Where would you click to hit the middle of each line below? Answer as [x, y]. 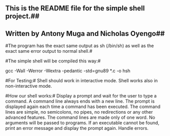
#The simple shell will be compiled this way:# [53, 61]
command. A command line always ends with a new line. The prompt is [80, 101]
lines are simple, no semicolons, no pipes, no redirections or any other [79, 112]
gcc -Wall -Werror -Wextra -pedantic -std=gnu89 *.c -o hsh [68, 71]
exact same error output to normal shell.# [49, 51]
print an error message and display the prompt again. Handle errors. [77, 128]
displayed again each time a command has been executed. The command [83, 107]
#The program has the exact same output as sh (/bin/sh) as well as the [80, 46]
